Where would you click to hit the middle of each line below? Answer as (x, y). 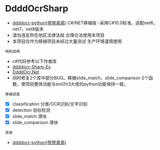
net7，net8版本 (28, 29)
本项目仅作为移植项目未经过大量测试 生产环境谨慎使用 (67, 41)
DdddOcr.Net (26, 72)
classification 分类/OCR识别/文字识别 (50, 104)
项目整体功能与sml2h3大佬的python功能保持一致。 (77, 84)
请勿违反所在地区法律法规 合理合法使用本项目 (58, 35)
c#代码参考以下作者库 (34, 61)
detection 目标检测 (31, 110)
